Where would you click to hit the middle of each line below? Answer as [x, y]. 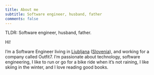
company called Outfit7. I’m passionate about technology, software [73, 57]
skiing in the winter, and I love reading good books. [57, 67]
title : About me [22, 10]
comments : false [22, 19]
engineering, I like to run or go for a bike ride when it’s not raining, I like [77, 62]
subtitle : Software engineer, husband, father [54, 14]
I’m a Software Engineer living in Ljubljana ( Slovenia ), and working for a [77, 51]
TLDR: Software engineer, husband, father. [48, 33]
